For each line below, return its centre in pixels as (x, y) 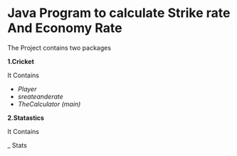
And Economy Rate (65, 28)
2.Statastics (26, 118)
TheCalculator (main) (49, 104)
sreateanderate (41, 96)
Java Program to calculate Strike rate (119, 13)
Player (27, 89)
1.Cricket (21, 61)
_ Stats (17, 145)
